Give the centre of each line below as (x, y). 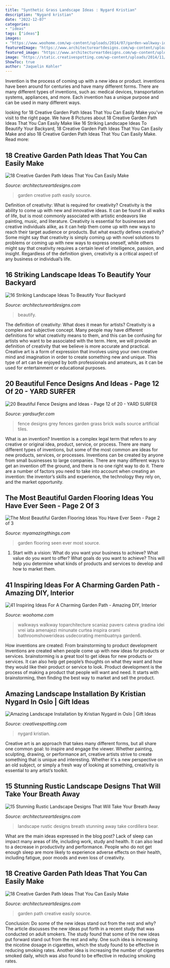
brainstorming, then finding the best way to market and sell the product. (80, 678)
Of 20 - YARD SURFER (40, 392)
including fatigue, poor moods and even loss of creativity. (65, 857)
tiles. (23, 429)
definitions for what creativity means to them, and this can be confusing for (84, 335)
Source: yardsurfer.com (30, 414)
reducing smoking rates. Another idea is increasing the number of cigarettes (85, 950)
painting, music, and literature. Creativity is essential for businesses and (80, 221)
